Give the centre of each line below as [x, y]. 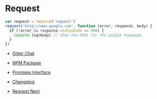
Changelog [23, 82]
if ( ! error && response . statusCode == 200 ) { [57, 30]
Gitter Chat [23, 54]
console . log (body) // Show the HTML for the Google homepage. [79, 35]
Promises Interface [31, 72]
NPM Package [26, 63]
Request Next [26, 91]
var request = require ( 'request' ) [40, 21]
